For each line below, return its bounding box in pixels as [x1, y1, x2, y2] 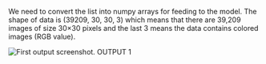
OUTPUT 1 [97, 47, 132, 56]
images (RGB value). [8, 32, 76, 41]
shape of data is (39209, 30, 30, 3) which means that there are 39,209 [8, 15, 242, 24]
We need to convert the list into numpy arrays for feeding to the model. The [8, 7, 257, 16]
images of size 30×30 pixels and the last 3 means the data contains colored [8, 24, 259, 32]
